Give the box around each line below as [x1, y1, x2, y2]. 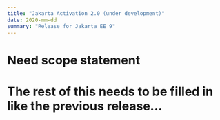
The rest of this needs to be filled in [7, 84, 214, 99]
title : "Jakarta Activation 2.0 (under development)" [7, 10, 166, 17]
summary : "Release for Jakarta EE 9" [7, 23, 116, 29]
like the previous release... [7, 98, 163, 114]
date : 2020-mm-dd [7, 16, 57, 23]
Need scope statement [7, 52, 141, 68]
